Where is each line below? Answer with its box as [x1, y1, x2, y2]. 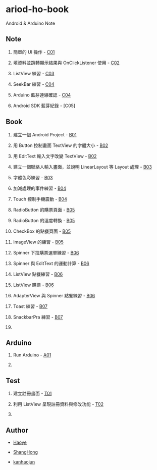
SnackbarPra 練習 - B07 [13, 314, 63, 320]
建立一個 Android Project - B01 [13, 131, 77, 137]
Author [6, 426, 28, 435]
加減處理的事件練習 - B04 [13, 185, 67, 191]
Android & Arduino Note [6, 20, 55, 26]
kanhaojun [13, 459, 35, 465]
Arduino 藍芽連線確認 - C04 [13, 92, 71, 98]
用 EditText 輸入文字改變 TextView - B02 [13, 153, 97, 159]
